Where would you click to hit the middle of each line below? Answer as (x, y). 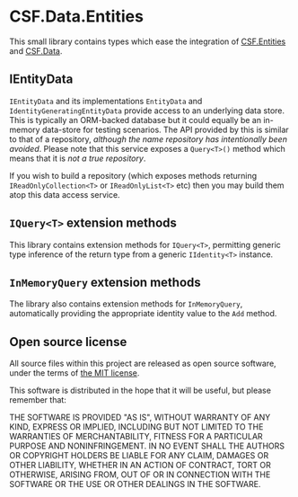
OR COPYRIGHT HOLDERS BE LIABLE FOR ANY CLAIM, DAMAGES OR (139, 456)
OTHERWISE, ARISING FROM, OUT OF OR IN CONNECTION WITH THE (140, 475)
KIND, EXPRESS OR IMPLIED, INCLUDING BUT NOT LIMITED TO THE (136, 427)
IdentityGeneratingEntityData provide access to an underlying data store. (147, 111)
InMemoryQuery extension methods (105, 282)
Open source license (68, 342)
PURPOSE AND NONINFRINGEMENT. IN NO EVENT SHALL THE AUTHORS (147, 446)
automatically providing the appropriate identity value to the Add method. (143, 314)
